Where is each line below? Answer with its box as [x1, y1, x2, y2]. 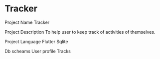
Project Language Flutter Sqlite [4, 38, 68, 45]
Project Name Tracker [4, 19, 50, 25]
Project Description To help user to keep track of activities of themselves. [4, 29, 156, 35]
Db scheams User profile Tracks [4, 48, 71, 54]
